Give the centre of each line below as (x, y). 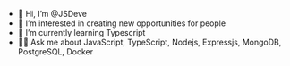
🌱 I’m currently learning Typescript (81, 33)
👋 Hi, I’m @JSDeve (52, 14)
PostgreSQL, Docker (55, 52)
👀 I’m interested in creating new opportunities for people (122, 23)
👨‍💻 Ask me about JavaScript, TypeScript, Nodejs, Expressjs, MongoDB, (149, 42)
